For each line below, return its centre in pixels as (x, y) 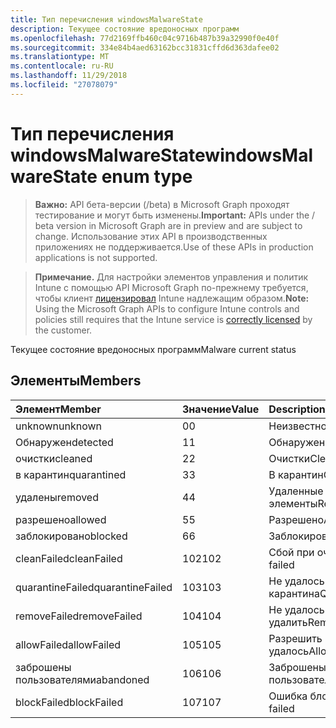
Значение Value (221, 409)
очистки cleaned (54, 458)
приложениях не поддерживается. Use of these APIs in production (174, 247)
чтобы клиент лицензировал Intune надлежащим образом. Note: (172, 298)
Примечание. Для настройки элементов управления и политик (171, 277)
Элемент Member (58, 409)
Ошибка (288, 696)
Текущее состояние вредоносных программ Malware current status (153, 349)
